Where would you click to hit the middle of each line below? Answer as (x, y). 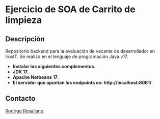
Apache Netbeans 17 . (36, 77)
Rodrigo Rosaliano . (25, 111)
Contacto (20, 98)
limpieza (24, 20)
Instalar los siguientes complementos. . (55, 66)
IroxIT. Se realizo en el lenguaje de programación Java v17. (67, 56)
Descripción (25, 39)
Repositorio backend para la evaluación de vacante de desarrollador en (80, 51)
